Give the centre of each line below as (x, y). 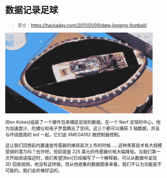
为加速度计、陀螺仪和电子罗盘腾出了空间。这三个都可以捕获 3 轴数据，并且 (82, 128)
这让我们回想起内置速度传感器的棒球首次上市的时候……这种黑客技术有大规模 (84, 145)
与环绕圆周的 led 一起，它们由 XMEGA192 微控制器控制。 (64, 134)
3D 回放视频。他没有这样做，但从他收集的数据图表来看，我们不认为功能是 (81, 164)
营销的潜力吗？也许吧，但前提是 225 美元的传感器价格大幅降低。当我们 (78, 151)
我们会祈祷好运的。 (42, 170)
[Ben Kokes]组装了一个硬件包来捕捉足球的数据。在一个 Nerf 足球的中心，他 (83, 122)
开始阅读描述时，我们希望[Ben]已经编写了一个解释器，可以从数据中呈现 (83, 158)
